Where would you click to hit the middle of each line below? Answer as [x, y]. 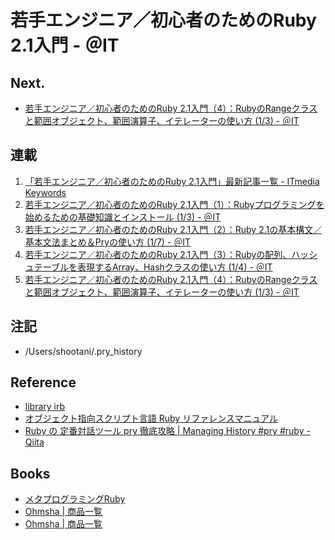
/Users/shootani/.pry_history [83, 351]
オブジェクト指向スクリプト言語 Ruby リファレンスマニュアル [151, 418]
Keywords [45, 192]
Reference [43, 382]
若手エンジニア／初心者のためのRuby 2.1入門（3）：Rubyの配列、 [158, 254]
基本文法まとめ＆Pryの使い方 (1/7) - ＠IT [108, 242]
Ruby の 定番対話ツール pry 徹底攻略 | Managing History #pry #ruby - [167, 431]
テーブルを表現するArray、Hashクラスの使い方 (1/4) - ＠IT [153, 267]
